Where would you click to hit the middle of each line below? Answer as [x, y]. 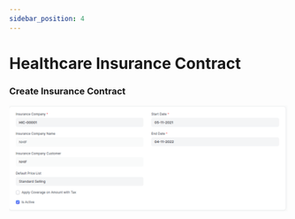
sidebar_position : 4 [47, 19]
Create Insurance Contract [68, 91]
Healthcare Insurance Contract [125, 63]
